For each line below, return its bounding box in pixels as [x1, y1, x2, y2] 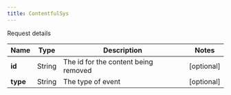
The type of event [63, 76, 121, 86]
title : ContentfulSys [7, 10, 69, 17]
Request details [7, 29, 52, 37]
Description [102, 45, 142, 55]
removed [63, 65, 92, 75]
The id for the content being [63, 56, 153, 66]
